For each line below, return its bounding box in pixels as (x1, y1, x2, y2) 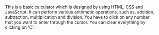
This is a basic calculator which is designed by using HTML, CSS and (5, 4, 143, 10)
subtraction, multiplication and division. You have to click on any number (5, 14, 150, 20)
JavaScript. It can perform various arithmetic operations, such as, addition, (5, 9, 155, 15)
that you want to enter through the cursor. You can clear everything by (5, 19, 146, 25)
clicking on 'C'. (5, 24, 35, 30)
